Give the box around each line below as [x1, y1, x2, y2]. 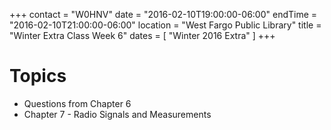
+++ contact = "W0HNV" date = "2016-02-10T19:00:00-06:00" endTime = [9, 9, 318, 20]
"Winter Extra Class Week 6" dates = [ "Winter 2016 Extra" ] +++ [9, 30, 276, 41]
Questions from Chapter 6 [23, 97, 132, 109]
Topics [9, 65, 67, 88]
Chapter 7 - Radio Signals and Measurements [23, 108, 212, 120]
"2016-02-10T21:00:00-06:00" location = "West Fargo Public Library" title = [9, 19, 322, 31]
